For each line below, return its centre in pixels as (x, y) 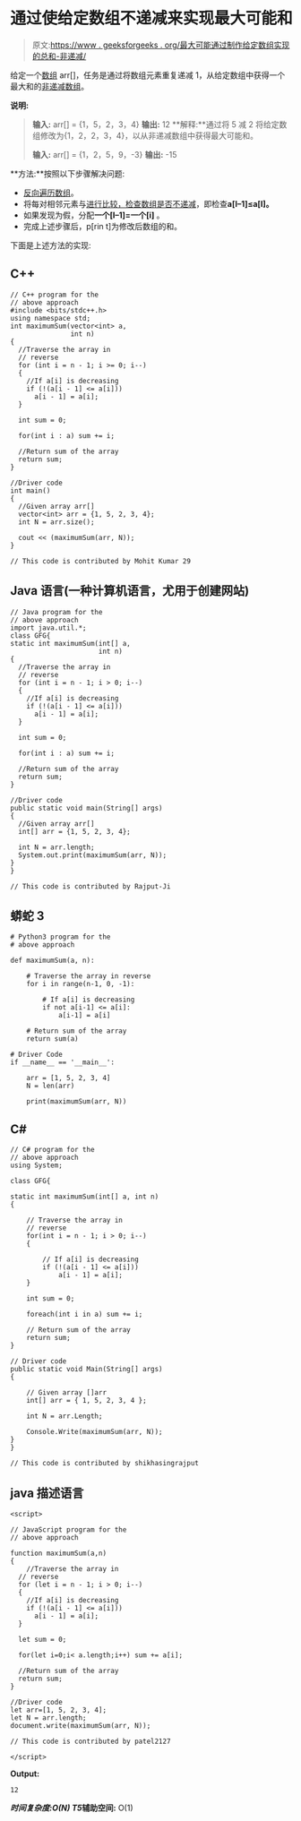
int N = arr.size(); (56, 522)
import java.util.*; (49, 628)
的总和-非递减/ (59, 56)
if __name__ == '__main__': (63, 1062)
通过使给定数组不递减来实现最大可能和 (152, 18)
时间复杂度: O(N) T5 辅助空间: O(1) (72, 1808)
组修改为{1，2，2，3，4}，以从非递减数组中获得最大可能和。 (145, 135)
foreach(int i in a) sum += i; (85, 1314)
